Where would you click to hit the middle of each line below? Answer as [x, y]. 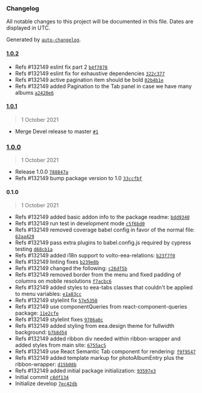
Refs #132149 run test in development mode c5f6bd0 [80, 224]
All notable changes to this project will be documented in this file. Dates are [100, 22]
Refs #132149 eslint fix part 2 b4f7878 [61, 67]
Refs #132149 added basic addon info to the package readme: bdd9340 [102, 217]
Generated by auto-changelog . [44, 40]
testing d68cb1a [34, 249]
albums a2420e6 [34, 92]
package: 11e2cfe [37, 313]
